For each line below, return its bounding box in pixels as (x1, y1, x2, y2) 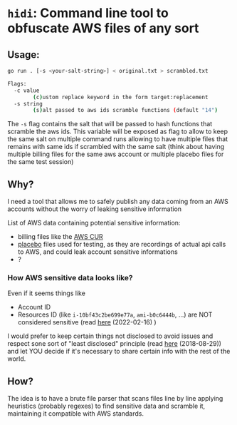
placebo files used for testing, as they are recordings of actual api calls (17, 240, 226, 249)
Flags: (7, 80, 27, 87)
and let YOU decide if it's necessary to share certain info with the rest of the (7, 347, 231, 356)
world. (7, 354, 26, 363)
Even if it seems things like (7, 289, 85, 297)
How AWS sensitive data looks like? (7, 272, 133, 282)
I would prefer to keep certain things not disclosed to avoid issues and (7, 332, 214, 340)
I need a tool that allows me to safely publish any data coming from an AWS (7, 198, 229, 206)
